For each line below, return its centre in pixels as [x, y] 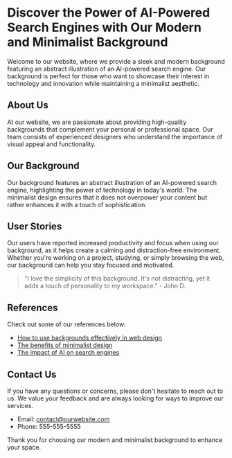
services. [20, 406]
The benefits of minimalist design [65, 345]
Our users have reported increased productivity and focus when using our [113, 243]
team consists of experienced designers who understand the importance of [115, 136]
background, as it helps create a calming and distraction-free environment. [114, 250]
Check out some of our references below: [66, 324]
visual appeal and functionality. [52, 144]
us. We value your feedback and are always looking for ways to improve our [115, 398]
